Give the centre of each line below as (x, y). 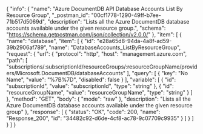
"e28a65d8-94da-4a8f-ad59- (134, 41)
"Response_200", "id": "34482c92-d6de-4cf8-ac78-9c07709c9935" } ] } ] (100, 118)
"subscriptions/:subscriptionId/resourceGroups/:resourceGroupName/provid (102, 67)
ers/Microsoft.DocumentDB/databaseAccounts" (66, 73)
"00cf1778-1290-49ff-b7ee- (126, 15)
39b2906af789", (27, 47)
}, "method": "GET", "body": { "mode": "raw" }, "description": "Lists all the (98, 99)
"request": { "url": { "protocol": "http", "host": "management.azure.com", (97, 54)
